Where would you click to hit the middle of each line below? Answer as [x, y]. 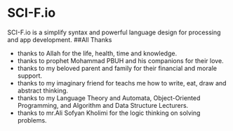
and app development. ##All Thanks [60, 39]
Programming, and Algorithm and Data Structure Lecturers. [103, 105]
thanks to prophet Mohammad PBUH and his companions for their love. [120, 60]
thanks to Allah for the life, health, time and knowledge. [97, 53]
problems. [32, 120]
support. [30, 76]
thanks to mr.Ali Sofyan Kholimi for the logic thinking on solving [109, 113]
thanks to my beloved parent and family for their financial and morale [117, 68]
